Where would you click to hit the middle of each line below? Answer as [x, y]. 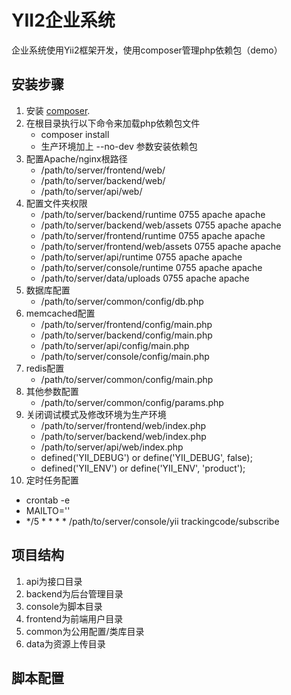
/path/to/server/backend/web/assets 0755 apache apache [161, 225]
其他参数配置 [52, 391]
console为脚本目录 [64, 606]
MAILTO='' [48, 510]
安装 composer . [58, 110]
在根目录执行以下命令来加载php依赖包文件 [113, 123]
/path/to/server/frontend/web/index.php [123, 425]
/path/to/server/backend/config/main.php [126, 335]
